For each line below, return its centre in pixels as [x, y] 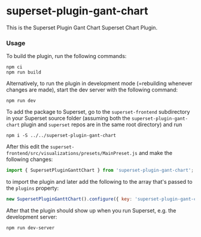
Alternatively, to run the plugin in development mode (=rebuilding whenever [99, 83]
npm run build [24, 72]
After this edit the [28, 147]
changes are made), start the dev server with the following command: [92, 90]
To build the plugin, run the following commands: [66, 56]
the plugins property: [33, 188]
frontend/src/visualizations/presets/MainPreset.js [72, 154]
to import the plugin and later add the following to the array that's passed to [99, 182]
